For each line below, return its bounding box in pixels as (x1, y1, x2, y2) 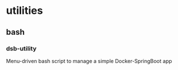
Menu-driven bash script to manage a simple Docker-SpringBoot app (6, 57, 172, 64)
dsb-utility (6, 45, 37, 53)
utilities (6, 4, 43, 17)
